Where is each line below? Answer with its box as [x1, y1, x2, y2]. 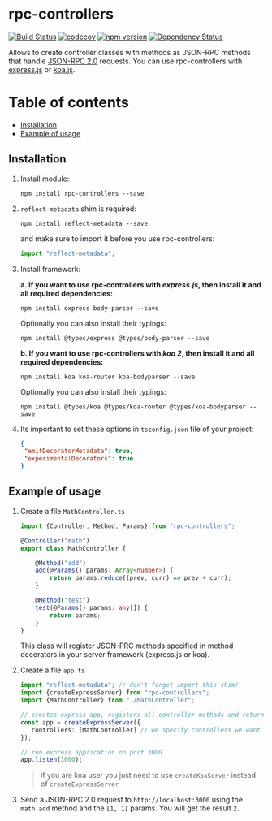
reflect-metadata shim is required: [19, 204, 136, 214]
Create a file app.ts [19, 665, 85, 675]
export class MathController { [19, 544, 127, 552]
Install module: [19, 174, 70, 184]
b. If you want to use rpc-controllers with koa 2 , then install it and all [19, 348, 255, 358]
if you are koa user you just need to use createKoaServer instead [40, 771, 257, 780]
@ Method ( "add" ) [35, 559, 87, 567]
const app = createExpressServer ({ [19, 718, 141, 727]
